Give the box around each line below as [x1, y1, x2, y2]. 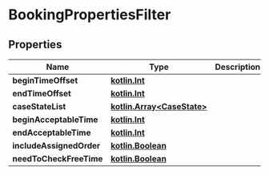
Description [215, 62, 261, 72]
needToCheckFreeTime [12, 153, 103, 164]
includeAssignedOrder [12, 140, 101, 151]
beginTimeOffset [12, 75, 78, 86]
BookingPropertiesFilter [8, 6, 171, 24]
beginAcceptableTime [12, 114, 98, 125]
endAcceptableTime [12, 127, 91, 138]
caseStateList [12, 101, 66, 112]
